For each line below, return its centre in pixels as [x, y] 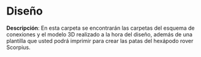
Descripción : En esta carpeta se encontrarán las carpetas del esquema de [100, 28]
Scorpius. [18, 47]
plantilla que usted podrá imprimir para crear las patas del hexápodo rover [100, 41]
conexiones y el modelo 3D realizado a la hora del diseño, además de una [100, 34]
